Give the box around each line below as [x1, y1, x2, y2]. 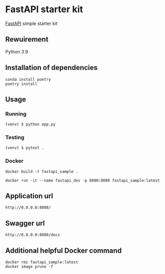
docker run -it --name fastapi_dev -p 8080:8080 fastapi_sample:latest [5, 178, 160, 183]
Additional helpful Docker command [5, 246, 122, 255]
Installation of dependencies [5, 64, 98, 72]
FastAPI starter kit [5, 4, 83, 15]
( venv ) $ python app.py [5, 122, 56, 127]
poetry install [5, 81, 38, 86]
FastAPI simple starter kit [5, 20, 58, 26]
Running [5, 110, 27, 117]
